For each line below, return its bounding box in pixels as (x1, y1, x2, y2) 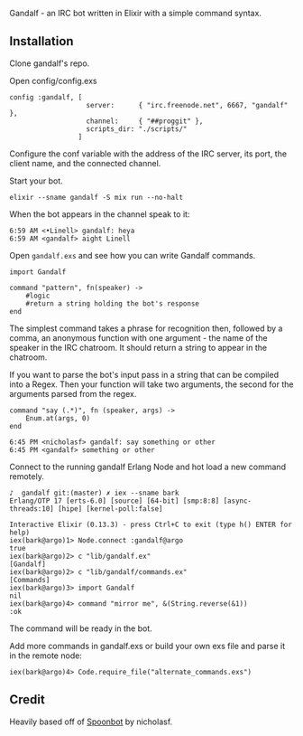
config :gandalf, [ (9, 92, 83, 102)
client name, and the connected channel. (9, 157, 161, 168)
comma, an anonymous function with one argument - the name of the (9, 332, 268, 343)
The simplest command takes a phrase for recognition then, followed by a (9, 323, 283, 334)
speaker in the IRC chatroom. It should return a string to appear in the (9, 342, 268, 353)
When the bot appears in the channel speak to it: (9, 208, 190, 220)
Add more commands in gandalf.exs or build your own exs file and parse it (9, 640, 286, 651)
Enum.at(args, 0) (25, 413, 91, 423)
